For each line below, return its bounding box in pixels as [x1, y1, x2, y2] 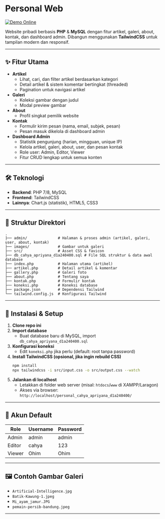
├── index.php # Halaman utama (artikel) [5, 261, 113, 266]
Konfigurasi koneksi [12, 343, 55, 349]
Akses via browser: [19, 387, 58, 393]
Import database [12, 328, 47, 334]
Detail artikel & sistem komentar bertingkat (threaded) [19, 81, 129, 87]
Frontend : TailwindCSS [12, 194, 59, 200]
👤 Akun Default [5, 411, 53, 419]
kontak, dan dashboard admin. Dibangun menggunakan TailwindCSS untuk [5, 34, 158, 40]
